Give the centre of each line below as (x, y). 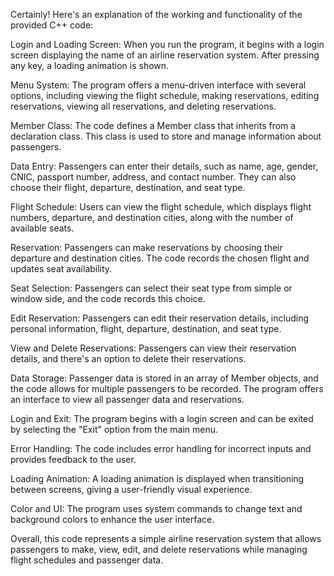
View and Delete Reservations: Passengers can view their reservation (153, 348)
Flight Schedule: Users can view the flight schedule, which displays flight (161, 207)
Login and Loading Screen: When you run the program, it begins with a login (167, 44)
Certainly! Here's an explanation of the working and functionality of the (156, 14)
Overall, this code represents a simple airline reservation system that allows (166, 538)
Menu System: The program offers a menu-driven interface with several (158, 85)
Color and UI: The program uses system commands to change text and (156, 508)
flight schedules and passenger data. (87, 560)
